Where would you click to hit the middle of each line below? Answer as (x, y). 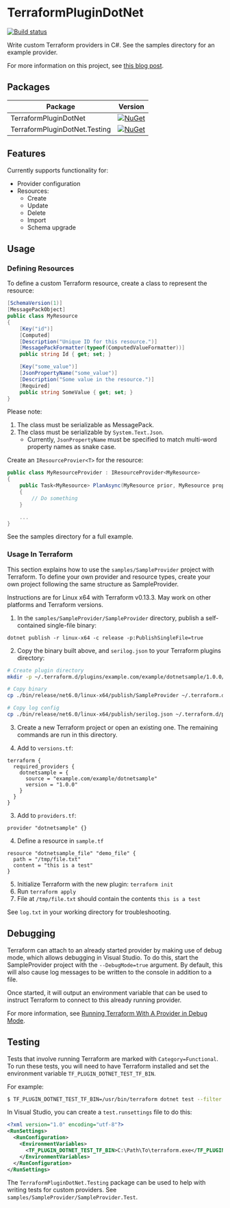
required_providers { (44, 766)
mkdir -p (20, 677)
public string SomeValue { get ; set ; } (76, 392)
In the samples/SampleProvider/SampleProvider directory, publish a (110, 618)
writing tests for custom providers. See (62, 1190)
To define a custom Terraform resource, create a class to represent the (107, 284)
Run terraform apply (47, 891)
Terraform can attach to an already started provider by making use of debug (115, 950)
